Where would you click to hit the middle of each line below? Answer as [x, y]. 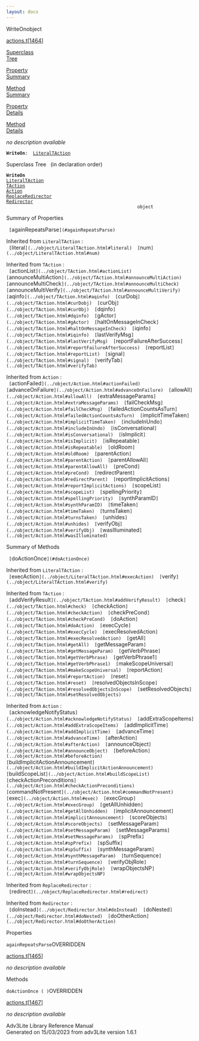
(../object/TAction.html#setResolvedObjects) [64, 694]
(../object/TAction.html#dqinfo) [48, 316]
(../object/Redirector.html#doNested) [54, 916]
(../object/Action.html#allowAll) [49, 397]
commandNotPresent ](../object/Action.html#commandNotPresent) [91, 791]
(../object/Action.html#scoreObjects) [54, 824]
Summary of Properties [35, 218]
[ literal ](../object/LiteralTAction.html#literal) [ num [80, 247]
